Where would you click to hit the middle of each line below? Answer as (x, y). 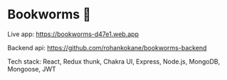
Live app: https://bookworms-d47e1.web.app (73, 34)
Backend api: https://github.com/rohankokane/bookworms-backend (107, 47)
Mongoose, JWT (32, 69)
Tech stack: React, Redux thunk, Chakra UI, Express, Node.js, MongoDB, (114, 61)
